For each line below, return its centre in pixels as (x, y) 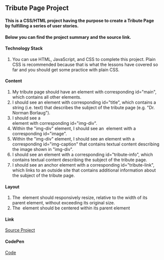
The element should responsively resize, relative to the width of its (80, 198)
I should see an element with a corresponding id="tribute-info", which (82, 154)
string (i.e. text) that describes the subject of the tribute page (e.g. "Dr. (83, 107)
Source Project (20, 230)
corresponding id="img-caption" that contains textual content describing (86, 144)
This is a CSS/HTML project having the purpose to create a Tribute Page (80, 20)
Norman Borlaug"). (31, 113)
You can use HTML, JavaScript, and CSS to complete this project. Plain (84, 59)
